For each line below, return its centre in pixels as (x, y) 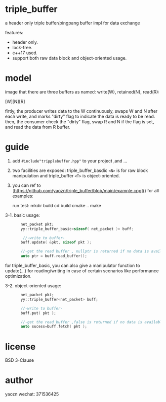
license (21, 347)
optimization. (18, 276)
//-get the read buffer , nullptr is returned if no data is (85, 251)
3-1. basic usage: (23, 215)
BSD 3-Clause (20, 360)
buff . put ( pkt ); (38, 313)
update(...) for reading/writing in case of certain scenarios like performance (82, 271)
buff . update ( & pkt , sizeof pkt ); (56, 242)
